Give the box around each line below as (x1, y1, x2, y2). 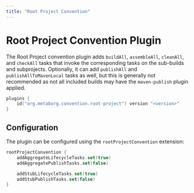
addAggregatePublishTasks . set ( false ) (16, 160, 109, 166)
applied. (6, 84, 26, 91)
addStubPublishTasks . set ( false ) (16, 176, 96, 182)
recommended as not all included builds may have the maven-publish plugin (6, 78, 189, 85)
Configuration (6, 122, 59, 132)
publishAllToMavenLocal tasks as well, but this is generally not (6, 71, 156, 79)
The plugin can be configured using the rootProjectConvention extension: (6, 138, 185, 145)
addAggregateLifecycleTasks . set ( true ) (16, 154, 111, 161)
